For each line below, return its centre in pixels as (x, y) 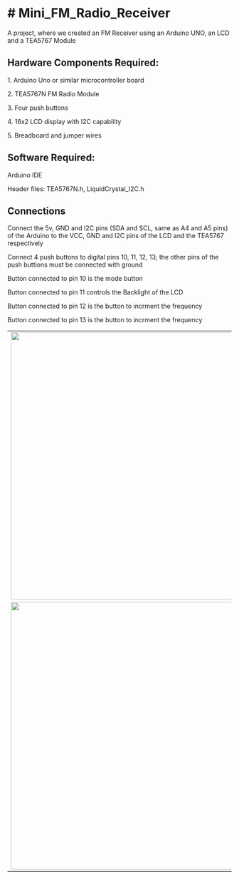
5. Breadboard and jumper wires (54, 135)
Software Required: (51, 158)
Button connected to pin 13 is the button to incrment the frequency (105, 320)
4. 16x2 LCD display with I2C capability (64, 121)
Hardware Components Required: (83, 63)
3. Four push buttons (38, 108)
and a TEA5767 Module (42, 40)
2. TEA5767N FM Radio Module (53, 93)
